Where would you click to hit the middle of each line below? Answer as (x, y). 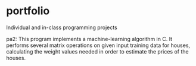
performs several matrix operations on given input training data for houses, (98, 45)
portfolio (28, 11)
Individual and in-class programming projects (62, 27)
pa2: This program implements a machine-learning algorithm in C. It (89, 39)
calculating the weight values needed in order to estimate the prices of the (97, 51)
